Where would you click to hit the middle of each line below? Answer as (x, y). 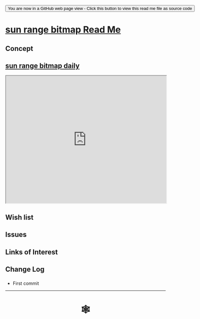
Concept (19, 48)
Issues (16, 235)
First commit (26, 283)
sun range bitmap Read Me (63, 30)
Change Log (25, 269)
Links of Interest (32, 252)
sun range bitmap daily (42, 65)
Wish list (20, 217)
